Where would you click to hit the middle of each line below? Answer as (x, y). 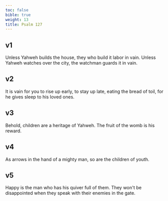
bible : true (18, 15)
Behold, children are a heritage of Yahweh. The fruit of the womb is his (80, 125)
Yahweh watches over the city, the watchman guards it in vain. (71, 63)
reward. (13, 131)
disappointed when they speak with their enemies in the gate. (70, 193)
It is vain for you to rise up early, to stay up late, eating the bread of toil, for (84, 91)
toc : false (17, 10)
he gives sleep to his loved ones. (40, 97)
